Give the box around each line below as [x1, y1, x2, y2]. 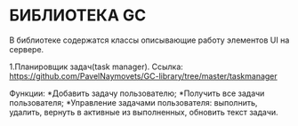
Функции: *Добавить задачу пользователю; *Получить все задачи [9, 88, 265, 98]
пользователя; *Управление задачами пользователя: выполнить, [9, 97, 258, 107]
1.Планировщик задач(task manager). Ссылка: [9, 61, 184, 72]
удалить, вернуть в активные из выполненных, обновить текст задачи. [9, 106, 278, 117]
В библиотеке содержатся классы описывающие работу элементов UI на [9, 35, 290, 45]
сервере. [9, 43, 44, 54]
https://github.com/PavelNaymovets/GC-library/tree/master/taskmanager [9, 70, 278, 81]
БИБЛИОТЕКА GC [9, 5, 147, 26]
